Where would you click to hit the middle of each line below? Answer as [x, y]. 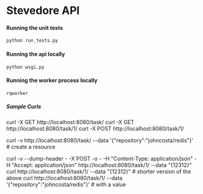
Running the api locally [36, 54]
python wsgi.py [25, 67]
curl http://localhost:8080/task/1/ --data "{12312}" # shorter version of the [99, 171]
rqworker [17, 93]
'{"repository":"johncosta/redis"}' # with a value [66, 184]
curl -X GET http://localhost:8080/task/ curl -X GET [70, 122]
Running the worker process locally [52, 80]
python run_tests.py [32, 41]
